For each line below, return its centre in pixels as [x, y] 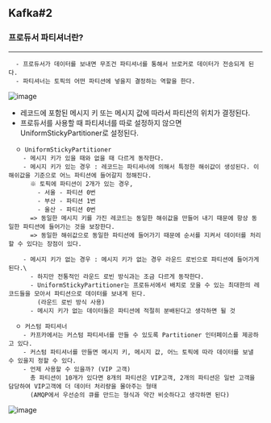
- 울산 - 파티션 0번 [67, 209]
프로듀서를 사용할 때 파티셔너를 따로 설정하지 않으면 [101, 122]
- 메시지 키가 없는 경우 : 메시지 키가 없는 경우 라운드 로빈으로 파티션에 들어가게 [141, 259]
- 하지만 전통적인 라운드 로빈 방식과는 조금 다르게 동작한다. [117, 276]
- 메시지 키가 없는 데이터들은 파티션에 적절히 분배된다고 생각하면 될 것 [132, 311]
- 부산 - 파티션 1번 [67, 201]
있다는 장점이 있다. [54, 244]
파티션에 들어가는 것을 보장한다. [69, 226]
